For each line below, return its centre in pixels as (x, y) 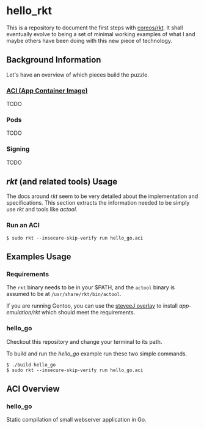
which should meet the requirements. (89, 313)
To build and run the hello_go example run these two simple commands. (97, 354)
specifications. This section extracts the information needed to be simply (98, 203)
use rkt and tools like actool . (42, 210)
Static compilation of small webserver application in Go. (76, 420)
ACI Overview (33, 389)
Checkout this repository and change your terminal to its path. (84, 341)
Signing (18, 149)
